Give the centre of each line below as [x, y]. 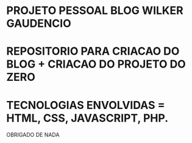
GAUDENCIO [39, 23]
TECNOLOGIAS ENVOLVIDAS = [86, 105]
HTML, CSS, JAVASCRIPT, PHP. [87, 118]
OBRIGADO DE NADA [33, 135]
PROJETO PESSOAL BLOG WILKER [95, 11]
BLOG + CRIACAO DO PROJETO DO [96, 64]
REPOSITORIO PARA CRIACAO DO [93, 51]
